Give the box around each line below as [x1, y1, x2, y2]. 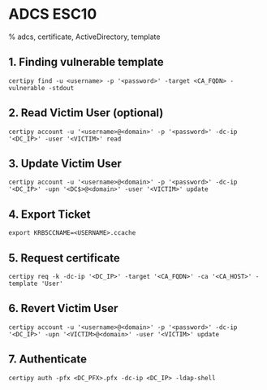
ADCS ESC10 [8, 5, 97, 24]
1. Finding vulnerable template [8, 55, 164, 69]
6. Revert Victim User [8, 301, 118, 315]
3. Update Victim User [8, 156, 122, 171]
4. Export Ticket [8, 207, 91, 221]
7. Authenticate [8, 353, 88, 366]
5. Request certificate [8, 251, 120, 265]
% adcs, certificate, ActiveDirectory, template [8, 32, 161, 41]
